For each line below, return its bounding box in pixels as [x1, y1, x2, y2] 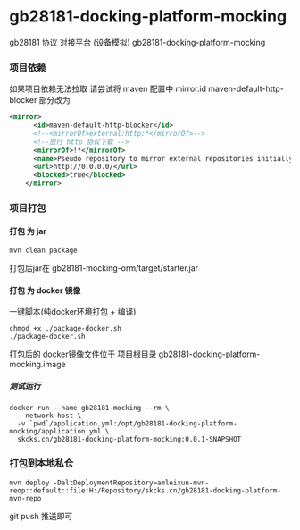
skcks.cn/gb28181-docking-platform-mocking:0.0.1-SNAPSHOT [17, 435, 242, 444]
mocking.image [9, 359, 66, 370]
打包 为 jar [9, 225, 47, 236]
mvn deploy [9, 478, 50, 487]
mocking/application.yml [9, 427, 102, 436]
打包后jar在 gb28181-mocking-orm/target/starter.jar [9, 263, 199, 273]
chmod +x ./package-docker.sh [9, 324, 122, 333]
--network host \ [17, 411, 82, 421]
